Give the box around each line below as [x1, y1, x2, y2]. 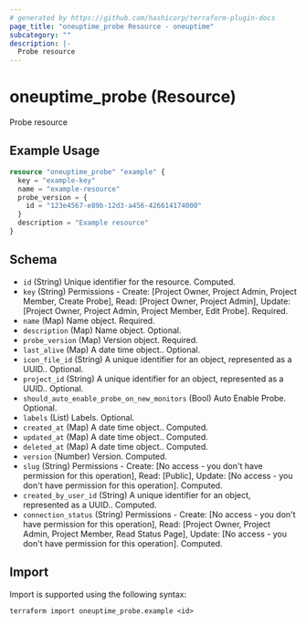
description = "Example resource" [17, 218, 149, 228]
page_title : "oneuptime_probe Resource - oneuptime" [9, 22, 215, 31]
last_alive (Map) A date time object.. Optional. [22, 344, 201, 355]
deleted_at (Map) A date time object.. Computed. [22, 441, 208, 452]
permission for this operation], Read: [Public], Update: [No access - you [22, 470, 294, 481]
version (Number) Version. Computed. [22, 451, 167, 462]
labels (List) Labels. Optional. [22, 411, 135, 422]
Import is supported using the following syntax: [9, 589, 187, 599]
